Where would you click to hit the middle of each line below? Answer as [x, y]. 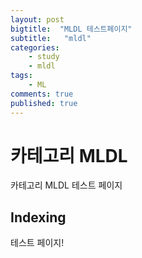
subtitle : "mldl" [51, 38]
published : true [44, 103]
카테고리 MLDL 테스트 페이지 [66, 185]
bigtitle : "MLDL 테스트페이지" [71, 29]
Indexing [38, 217]
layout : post [37, 19]
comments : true [42, 94]
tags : [21, 76]
